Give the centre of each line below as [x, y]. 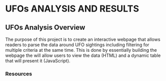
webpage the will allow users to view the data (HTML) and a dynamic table [83, 55]
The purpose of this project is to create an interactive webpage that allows [83, 39]
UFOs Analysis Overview [45, 27]
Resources [19, 73]
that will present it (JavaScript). [38, 61]
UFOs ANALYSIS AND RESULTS [72, 9]
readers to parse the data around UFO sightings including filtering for [77, 45]
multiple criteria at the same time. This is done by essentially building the [81, 50]
